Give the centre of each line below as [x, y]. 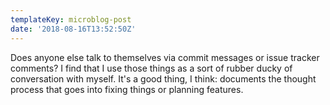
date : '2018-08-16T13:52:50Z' [73, 29]
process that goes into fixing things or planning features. [127, 89]
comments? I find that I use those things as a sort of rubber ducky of [151, 68]
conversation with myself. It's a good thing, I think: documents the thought [163, 78]
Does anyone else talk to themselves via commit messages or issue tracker [165, 57]
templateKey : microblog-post [71, 19]
